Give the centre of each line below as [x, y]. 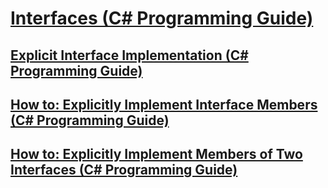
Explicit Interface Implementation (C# [129, 55]
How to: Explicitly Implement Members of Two [156, 154]
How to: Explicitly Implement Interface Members [164, 104]
